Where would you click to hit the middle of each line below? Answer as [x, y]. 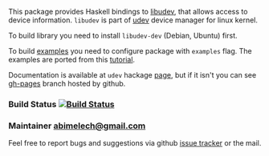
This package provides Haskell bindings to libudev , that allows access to [128, 12]
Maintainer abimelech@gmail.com [77, 126]
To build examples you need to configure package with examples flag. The [130, 51]
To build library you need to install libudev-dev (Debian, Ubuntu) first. [123, 36]
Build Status [33, 104]
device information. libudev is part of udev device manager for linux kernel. [133, 20]
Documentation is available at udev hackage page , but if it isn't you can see [132, 75]
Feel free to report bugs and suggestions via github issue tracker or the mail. [135, 143]
